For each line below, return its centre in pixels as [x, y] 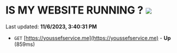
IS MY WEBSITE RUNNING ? [75, 10]
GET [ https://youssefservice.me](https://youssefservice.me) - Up [92, 38]
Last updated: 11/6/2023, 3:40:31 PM [51, 26]
